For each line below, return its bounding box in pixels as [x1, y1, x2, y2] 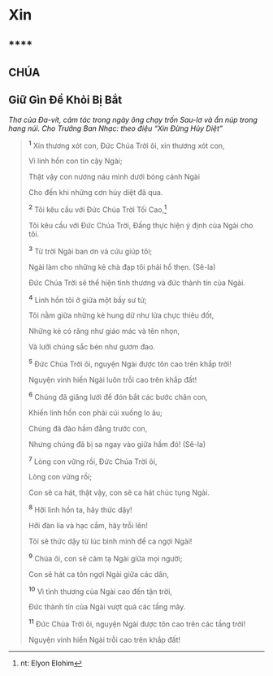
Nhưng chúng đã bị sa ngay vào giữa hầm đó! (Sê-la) [28, 439, 206, 448]
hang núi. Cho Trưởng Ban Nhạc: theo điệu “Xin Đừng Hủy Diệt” [8, 123, 223, 133]
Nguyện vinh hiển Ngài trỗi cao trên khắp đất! [28, 635, 181, 644]
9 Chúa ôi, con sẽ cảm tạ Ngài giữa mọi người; [28, 552, 183, 563]
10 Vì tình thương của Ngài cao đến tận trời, [28, 585, 173, 596]
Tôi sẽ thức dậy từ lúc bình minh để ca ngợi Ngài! [28, 536, 193, 546]
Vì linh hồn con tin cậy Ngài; [28, 156, 123, 166]
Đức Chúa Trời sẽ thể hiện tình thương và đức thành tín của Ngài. [28, 278, 246, 288]
